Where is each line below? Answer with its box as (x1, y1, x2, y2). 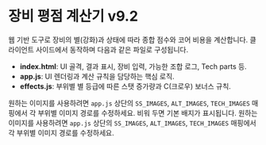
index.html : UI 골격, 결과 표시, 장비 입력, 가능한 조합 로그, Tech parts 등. (19, 61, 248, 71)
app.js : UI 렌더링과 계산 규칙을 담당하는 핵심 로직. (19, 71, 175, 81)
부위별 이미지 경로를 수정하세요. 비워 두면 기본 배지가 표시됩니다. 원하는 (37, 108, 258, 117)
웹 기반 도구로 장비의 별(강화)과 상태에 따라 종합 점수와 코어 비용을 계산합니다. (8, 35, 249, 44)
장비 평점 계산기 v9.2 (8, 7, 139, 25)
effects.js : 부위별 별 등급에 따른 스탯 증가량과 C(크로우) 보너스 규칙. (19, 81, 232, 91)
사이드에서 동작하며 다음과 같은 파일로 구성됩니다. (35, 44, 189, 54)
